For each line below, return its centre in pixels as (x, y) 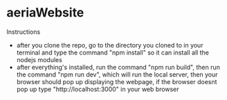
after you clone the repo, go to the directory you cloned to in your (110, 45)
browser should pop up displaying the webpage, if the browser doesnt (117, 81)
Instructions (24, 32)
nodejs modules (39, 59)
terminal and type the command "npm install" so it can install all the (112, 52)
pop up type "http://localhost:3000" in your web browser (98, 89)
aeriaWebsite (45, 13)
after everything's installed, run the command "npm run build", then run (118, 67)
